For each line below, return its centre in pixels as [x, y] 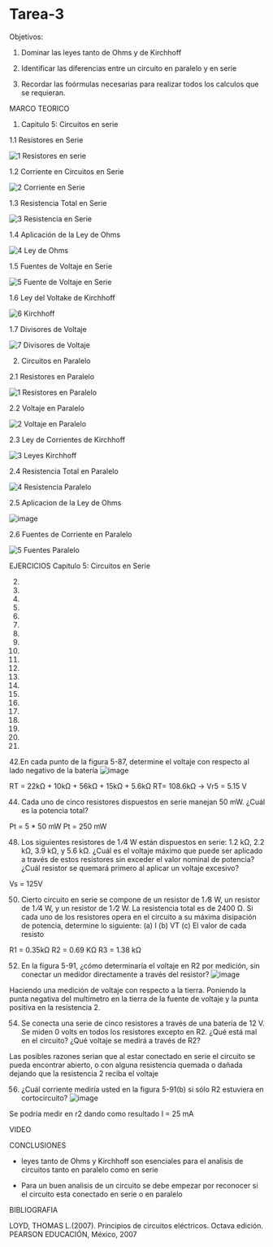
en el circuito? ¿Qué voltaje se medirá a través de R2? [111, 1040]
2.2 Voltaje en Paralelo [47, 408]
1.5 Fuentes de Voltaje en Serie [61, 266]
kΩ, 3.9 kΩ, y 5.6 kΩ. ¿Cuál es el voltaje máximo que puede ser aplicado [142, 851]
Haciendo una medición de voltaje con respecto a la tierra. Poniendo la [128, 990]
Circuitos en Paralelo [56, 361]
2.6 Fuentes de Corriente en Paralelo [71, 534]
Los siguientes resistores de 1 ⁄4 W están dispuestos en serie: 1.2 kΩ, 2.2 [143, 842]
